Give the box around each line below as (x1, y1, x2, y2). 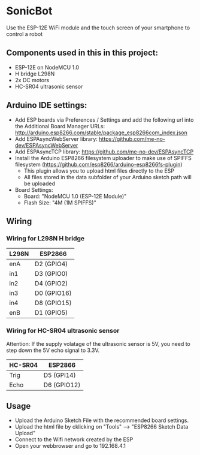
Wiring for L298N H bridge (6, 234, 85, 242)
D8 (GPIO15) (35, 299, 72, 307)
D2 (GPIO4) (35, 260, 68, 268)
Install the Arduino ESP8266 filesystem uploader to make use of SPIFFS (14, 154, 192, 161)
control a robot (6, 30, 43, 37)
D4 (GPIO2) (35, 279, 68, 288)
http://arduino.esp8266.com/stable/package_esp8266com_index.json (14, 129, 187, 136)
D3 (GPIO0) (35, 270, 68, 278)
